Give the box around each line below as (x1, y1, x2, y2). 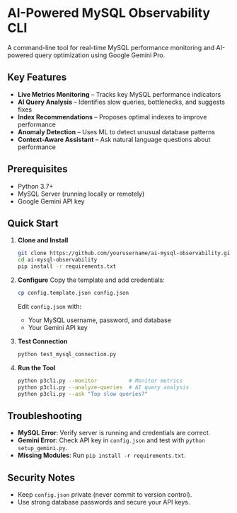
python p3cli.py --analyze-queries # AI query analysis (17, 384, 190, 391)
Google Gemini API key (17, 196, 85, 206)
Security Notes (7, 471, 76, 483)
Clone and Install (17, 236, 69, 244)
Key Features (7, 71, 67, 83)
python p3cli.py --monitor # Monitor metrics (17, 377, 183, 384)
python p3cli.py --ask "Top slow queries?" (17, 390, 149, 397)
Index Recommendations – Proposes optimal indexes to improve (17, 112, 207, 121)
